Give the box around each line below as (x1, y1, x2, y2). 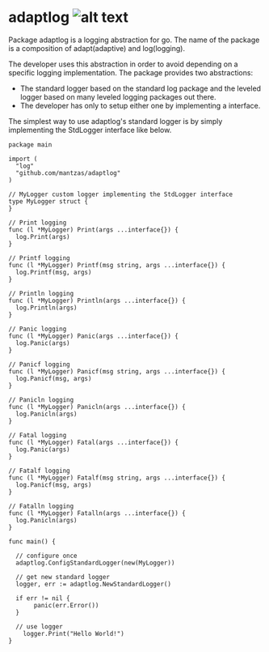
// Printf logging (8, 254, 70, 262)
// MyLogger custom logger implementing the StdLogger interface (8, 190, 233, 198)
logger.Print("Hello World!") (23, 629, 125, 637)
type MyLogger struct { (8, 197, 89, 206)
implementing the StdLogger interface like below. (8, 125, 172, 134)
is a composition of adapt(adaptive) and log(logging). (8, 43, 186, 53)
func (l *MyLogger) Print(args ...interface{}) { (8, 225, 179, 234)
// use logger (15, 622, 63, 631)
